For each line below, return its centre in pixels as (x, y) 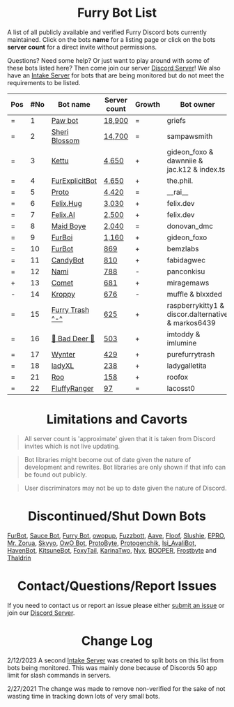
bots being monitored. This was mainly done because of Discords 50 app (112, 667)
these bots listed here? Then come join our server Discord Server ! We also (114, 68)
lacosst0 (181, 388)
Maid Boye (69, 226)
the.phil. (180, 181)
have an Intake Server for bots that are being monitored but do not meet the (116, 75)
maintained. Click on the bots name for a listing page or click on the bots (111, 39)
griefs (177, 120)
